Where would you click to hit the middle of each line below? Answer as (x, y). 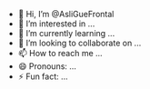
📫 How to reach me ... (60, 53)
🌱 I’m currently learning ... (66, 33)
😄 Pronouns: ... (47, 66)
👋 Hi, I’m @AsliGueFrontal (66, 14)
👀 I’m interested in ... (56, 24)
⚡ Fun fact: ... (43, 76)
